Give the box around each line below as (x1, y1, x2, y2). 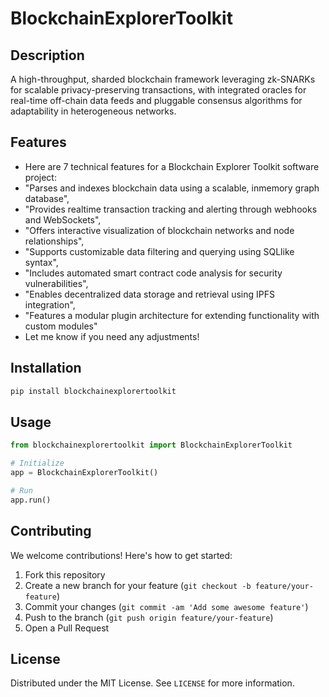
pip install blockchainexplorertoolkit (10, 386, 177, 396)
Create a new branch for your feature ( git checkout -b (24, 579, 252, 591)
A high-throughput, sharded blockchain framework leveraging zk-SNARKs (10, 73, 316, 85)
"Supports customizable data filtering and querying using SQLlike (24, 245, 295, 257)
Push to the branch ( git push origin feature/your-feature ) (24, 611, 274, 623)
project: (24, 171, 57, 183)
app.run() (10, 495, 52, 505)
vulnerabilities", (24, 277, 89, 289)
